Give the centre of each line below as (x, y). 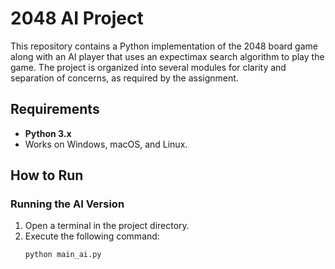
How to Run (47, 175)
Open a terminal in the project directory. (107, 226)
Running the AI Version (67, 204)
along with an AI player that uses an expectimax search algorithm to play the (167, 56)
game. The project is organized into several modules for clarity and (148, 67)
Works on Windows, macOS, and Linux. (106, 144)
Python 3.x (48, 133)
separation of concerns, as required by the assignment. (124, 78)
